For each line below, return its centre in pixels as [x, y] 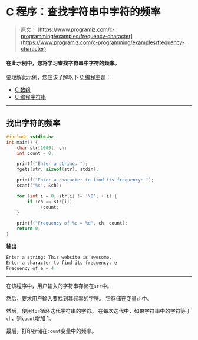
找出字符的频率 [33, 123]
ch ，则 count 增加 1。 [30, 318]
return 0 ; [29, 229]
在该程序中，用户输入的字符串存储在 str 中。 [59, 286]
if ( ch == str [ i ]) [50, 202]
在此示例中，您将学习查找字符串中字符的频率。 [63, 63]
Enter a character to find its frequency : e [62, 263]
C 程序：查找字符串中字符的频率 [83, 12]
